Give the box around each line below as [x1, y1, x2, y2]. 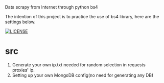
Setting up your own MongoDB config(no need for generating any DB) [12, 72, 154, 78]
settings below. [5, 19, 36, 25]
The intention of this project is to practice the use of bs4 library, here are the [5, 14, 159, 19]
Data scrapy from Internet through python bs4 [5, 4, 98, 10]
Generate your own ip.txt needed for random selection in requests [12, 61, 146, 68]
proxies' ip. [12, 67, 35, 73]
